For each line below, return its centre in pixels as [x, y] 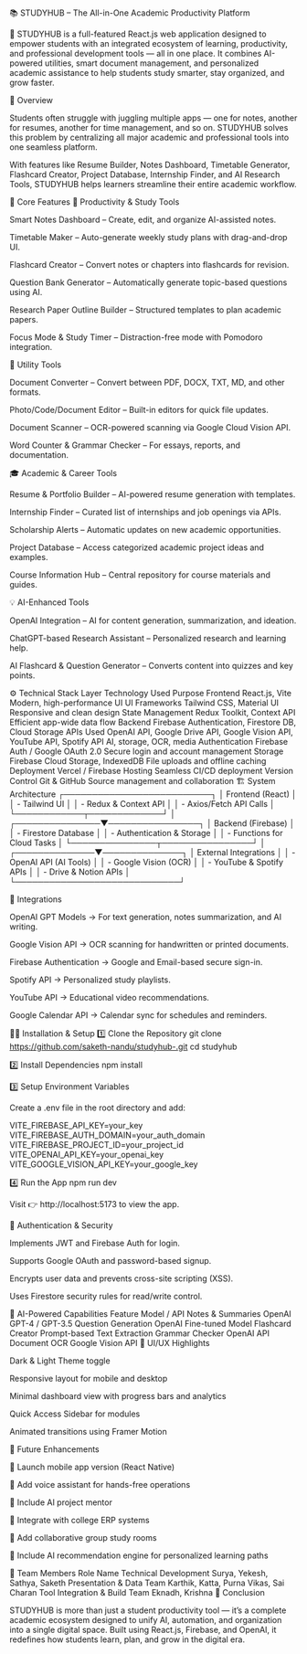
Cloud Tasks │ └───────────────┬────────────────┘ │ [138, 843]
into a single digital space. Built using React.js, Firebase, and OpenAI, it [143, 1630]
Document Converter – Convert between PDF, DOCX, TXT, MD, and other [147, 382]
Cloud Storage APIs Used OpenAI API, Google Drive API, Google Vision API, [152, 732]
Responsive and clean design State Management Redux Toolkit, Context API [153, 712]
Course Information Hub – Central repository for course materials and [140, 575]
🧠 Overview [31, 100]
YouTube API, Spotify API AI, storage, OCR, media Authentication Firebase [149, 742]
